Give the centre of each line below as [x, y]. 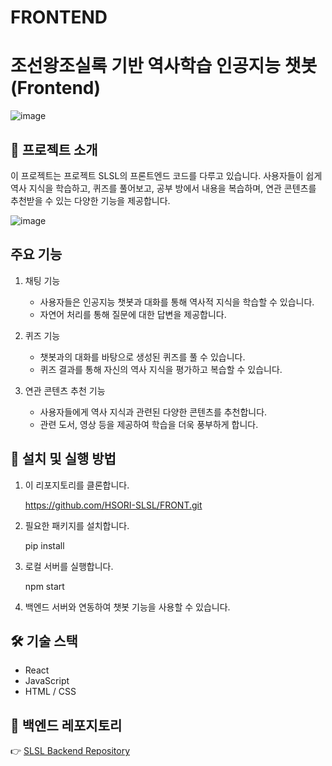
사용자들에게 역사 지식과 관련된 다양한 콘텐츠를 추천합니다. [153, 412]
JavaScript [47, 681]
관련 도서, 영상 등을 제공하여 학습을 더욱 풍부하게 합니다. [149, 424]
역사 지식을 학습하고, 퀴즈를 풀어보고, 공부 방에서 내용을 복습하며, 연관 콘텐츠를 [163, 188]
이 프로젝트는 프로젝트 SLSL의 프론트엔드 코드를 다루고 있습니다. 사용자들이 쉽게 [166, 175]
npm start [44, 586]
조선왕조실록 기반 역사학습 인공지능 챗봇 [164, 66]
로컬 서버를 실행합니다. [69, 566]
